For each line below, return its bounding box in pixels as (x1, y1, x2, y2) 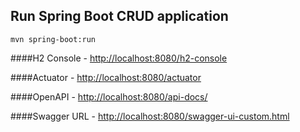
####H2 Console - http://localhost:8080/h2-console (10, 52, 228, 64)
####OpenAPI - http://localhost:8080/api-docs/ (10, 90, 208, 103)
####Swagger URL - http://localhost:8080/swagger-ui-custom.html (10, 110, 290, 122)
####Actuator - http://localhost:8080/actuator (10, 71, 202, 83)
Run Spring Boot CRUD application (10, 8, 229, 25)
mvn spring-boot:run (10, 34, 97, 44)
